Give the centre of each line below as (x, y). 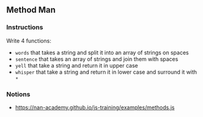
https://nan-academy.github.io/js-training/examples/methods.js (95, 107)
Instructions (25, 27)
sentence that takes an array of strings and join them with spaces (97, 59)
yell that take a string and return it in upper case (77, 65)
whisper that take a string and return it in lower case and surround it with (106, 72)
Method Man (31, 10)
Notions (18, 94)
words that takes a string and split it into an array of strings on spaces (102, 52)
